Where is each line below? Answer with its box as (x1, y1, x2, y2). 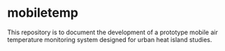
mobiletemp (7, 5, 79, 21)
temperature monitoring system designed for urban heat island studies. (7, 35, 212, 43)
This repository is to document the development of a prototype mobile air (7, 28, 218, 36)
